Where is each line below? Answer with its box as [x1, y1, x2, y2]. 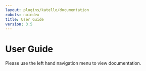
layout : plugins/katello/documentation [5, 7, 89, 13]
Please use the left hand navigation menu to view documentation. [5, 60, 141, 66]
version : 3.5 [5, 21, 33, 27]
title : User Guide [5, 17, 44, 22]
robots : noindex [5, 12, 39, 17]
